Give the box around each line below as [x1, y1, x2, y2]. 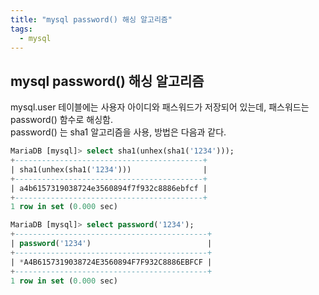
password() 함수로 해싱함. [10, 114, 113, 126]
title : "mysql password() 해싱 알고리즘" [10, 14, 173, 25]
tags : [10, 24, 33, 34]
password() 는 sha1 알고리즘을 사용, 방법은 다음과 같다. [10, 126, 227, 138]
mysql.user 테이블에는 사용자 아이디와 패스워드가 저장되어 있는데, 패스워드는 [10, 101, 310, 113]
